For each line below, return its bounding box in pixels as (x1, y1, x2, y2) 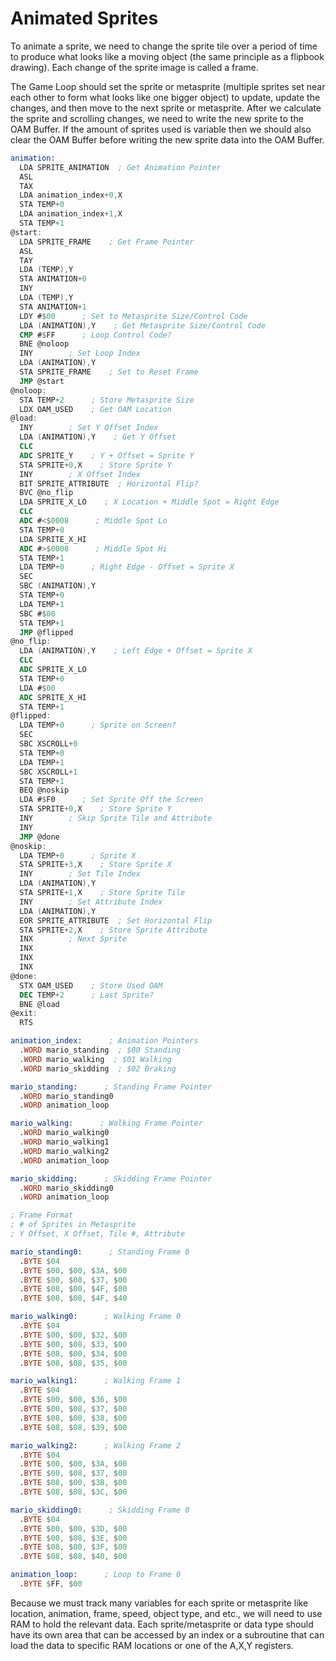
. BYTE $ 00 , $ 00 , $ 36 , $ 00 (19, 1395, 128, 1405)
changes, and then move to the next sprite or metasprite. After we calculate (10, 102, 322, 114)
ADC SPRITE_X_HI (19, 692, 87, 702)
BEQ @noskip (19, 785, 70, 796)
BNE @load (19, 999, 60, 1009)
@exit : (10, 1008, 38, 1019)
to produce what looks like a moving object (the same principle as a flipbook (10, 50, 325, 62)
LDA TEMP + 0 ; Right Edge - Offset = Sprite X (19, 562, 235, 572)
